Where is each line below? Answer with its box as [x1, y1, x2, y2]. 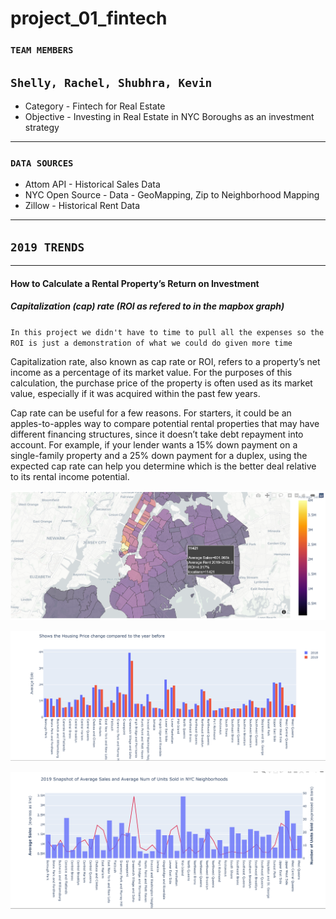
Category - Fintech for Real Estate [24, 100, 166, 112]
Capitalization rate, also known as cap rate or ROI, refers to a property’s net [10, 355, 321, 367]
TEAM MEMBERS [10, 45, 74, 56]
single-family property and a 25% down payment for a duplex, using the [10, 449, 308, 461]
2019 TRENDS [10, 240, 85, 254]
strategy [24, 121, 60, 133]
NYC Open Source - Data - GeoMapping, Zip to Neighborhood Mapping [24, 189, 320, 201]
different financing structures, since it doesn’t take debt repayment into [10, 428, 304, 440]
